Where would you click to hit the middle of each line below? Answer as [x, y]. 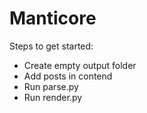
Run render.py [53, 97]
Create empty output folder [80, 65]
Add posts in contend [68, 76]
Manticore [53, 18]
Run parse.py [51, 86]
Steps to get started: [51, 46]
